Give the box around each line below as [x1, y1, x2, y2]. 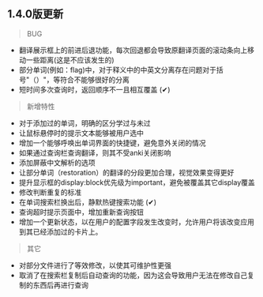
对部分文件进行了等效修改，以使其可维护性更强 [18, 260, 171, 270]
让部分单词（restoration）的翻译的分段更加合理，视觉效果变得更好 [18, 167, 235, 177]
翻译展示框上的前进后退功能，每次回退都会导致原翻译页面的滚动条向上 [18, 45, 248, 55]
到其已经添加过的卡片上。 [18, 227, 103, 236]
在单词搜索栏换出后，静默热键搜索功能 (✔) [18, 197, 157, 207]
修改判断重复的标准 [18, 187, 82, 197]
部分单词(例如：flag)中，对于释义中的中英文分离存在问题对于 [18, 65, 217, 74]
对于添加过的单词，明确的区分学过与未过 [18, 118, 151, 128]
